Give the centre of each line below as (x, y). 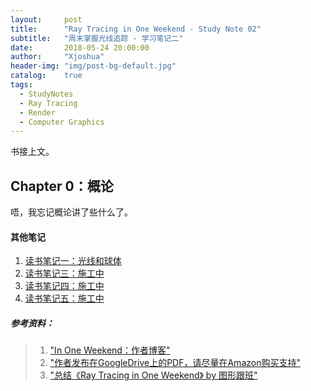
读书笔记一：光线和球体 (73, 261)
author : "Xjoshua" (57, 57)
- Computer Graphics (62, 122)
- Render (37, 112)
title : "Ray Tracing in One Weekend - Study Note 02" (136, 29)
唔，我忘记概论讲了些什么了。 (71, 212)
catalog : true (46, 76)
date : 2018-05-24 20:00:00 (80, 47)
